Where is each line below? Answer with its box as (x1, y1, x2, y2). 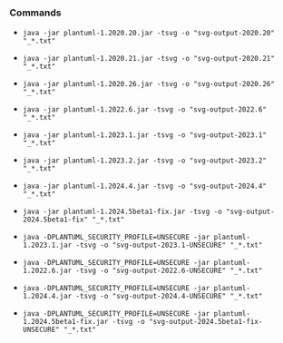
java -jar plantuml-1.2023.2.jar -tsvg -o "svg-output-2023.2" (22, 156, 268, 165)
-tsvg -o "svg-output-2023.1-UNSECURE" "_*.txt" (75, 240, 263, 250)
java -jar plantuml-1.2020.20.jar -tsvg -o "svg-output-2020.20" (22, 29, 275, 38)
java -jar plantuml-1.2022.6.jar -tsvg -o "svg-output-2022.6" (22, 105, 268, 114)
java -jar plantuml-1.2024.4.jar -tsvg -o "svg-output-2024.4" (22, 181, 268, 191)
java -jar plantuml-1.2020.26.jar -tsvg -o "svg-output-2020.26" (22, 80, 275, 89)
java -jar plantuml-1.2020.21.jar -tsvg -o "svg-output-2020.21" (22, 54, 275, 64)
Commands (9, 6, 62, 19)
